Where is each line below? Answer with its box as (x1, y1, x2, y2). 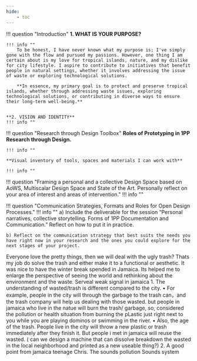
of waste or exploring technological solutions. (6, 73, 128, 78)
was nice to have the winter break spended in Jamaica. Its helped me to (6, 265, 181, 273)
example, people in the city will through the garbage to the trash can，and (6, 291, 186, 298)
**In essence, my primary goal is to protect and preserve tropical (16, 83, 188, 89)
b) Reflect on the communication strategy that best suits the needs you (6, 232, 191, 238)
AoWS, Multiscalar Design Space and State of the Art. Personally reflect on (6, 184, 188, 192)
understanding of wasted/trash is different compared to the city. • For (6, 284, 175, 291)
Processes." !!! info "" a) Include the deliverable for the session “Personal (6, 208, 183, 215)
